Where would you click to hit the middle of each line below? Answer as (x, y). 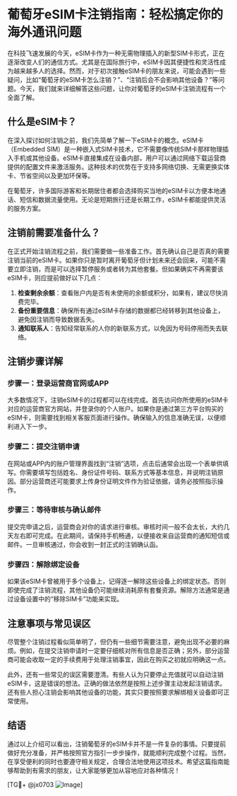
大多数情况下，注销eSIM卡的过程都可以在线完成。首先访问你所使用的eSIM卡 (118, 400)
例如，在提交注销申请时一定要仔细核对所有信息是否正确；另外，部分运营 (124, 650)
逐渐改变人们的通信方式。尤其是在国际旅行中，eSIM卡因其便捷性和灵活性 (114, 62)
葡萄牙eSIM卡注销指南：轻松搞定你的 (115, 15)
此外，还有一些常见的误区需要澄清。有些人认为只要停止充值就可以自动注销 (115, 674)
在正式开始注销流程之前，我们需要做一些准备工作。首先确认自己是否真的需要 (119, 251)
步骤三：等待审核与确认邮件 (54, 510)
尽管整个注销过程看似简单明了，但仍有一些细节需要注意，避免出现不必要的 (115, 642)
